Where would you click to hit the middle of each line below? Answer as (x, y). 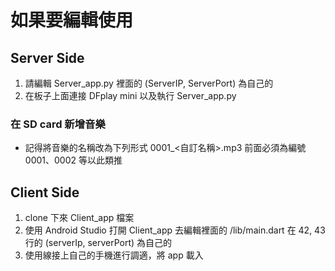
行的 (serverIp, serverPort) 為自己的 (98, 243)
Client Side (45, 192)
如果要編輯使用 (72, 20)
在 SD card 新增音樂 (58, 124)
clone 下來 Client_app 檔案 (79, 218)
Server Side (47, 57)
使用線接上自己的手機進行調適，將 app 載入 (114, 255)
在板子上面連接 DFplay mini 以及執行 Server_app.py (130, 95)
